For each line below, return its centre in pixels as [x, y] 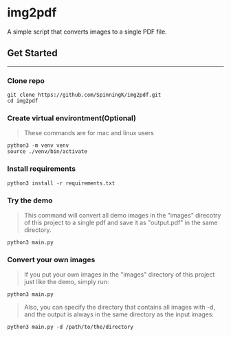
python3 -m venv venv [38, 146]
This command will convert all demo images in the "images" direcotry [122, 215]
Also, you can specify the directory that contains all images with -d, [120, 307]
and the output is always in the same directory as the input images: [119, 314]
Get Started [32, 53]
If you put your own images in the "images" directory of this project [119, 275]
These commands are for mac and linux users [89, 133]
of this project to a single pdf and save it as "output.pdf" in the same [121, 222]
